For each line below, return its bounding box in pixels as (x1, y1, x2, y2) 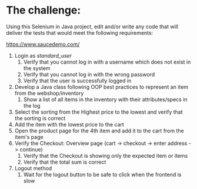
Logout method (14, 164, 52, 171)
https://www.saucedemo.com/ (6, 41, 80, 48)
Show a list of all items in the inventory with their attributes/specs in (23, 95, 188, 103)
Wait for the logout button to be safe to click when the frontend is (23, 171, 182, 178)
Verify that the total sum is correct (23, 158, 106, 165)
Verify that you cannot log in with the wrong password (23, 71, 155, 78)
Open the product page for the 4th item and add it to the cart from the (14, 127, 184, 134)
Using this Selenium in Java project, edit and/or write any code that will (6, 23, 178, 30)
